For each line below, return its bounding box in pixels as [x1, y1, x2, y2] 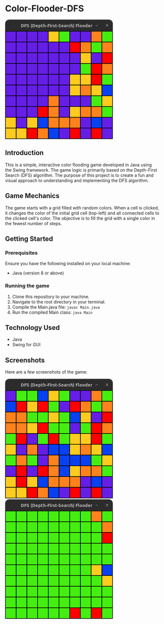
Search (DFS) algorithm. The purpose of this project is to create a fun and [5, 172, 154, 178]
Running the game [5, 282, 50, 289]
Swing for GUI [12, 342, 41, 348]
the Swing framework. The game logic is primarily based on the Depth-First [5, 167, 158, 173]
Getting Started [5, 235, 53, 243]
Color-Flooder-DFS [5, 3, 84, 14]
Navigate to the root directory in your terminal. [12, 298, 106, 305]
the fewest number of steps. [5, 220, 62, 226]
